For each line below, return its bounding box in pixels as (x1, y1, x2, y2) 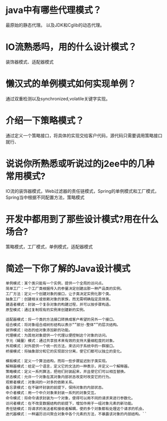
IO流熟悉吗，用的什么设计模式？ (5, 41, 137, 53)
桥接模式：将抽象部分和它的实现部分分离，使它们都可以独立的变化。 (5, 349, 124, 354)
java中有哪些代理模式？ (5, 4, 102, 16)
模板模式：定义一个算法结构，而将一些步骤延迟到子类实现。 (5, 358, 109, 364)
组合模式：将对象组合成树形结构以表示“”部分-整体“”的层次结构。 (5, 322, 121, 327)
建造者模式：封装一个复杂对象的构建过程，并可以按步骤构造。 (5, 302, 113, 307)
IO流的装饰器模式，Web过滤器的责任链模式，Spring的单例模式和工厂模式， (5, 188, 160, 194)
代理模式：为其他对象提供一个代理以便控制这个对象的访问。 (5, 333, 109, 338)
